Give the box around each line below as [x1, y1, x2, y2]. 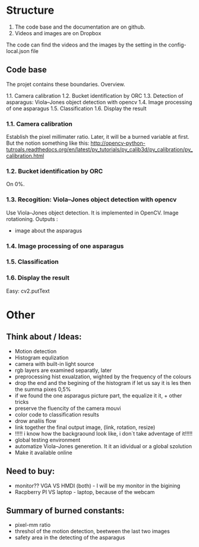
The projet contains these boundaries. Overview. [6, 80, 126, 88]
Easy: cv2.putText [6, 287, 50, 294]
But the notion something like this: [6, 139, 90, 147]
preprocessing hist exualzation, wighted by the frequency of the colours [14, 373, 192, 380]
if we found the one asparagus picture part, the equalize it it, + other [14, 391, 182, 399]
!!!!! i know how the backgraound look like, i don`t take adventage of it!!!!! [14, 430, 193, 437]
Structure [6, 4, 55, 17]
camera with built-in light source [14, 360, 94, 367]
